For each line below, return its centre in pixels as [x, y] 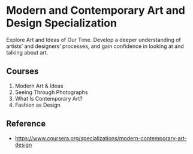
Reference [26, 124]
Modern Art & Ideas [39, 86]
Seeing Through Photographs [51, 92]
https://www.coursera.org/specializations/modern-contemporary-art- [101, 138]
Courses [22, 72]
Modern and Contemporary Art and [96, 10]
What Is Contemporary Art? [49, 98]
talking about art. [27, 52]
